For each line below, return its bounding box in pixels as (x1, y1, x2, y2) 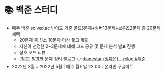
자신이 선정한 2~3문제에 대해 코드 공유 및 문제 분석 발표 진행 (19, 43, 135, 49)
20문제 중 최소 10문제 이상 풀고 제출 (19, 37, 88, 43)
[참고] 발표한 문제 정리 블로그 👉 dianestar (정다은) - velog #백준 (19, 55, 146, 62)
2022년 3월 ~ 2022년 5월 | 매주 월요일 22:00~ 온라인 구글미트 (11, 63, 134, 69)
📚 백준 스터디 (4, 4, 58, 16)
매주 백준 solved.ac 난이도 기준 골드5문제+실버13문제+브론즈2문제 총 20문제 (11, 25, 161, 31)
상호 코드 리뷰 (19, 49, 46, 55)
